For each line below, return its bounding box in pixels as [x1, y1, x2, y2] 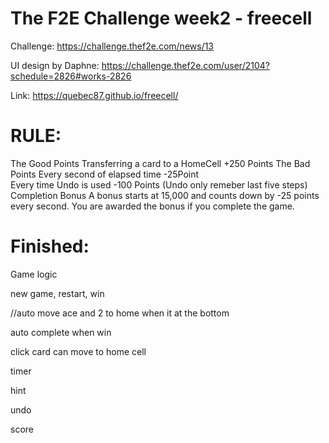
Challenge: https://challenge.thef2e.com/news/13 [10, 40, 215, 52]
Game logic [10, 268, 58, 280]
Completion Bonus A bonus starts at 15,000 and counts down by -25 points [10, 189, 320, 201]
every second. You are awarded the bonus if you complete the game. [10, 200, 295, 212]
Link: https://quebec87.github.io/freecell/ [10, 89, 179, 101]
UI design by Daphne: [10, 59, 100, 71]
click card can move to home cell [10, 345, 147, 357]
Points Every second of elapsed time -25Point [10, 168, 200, 180]
